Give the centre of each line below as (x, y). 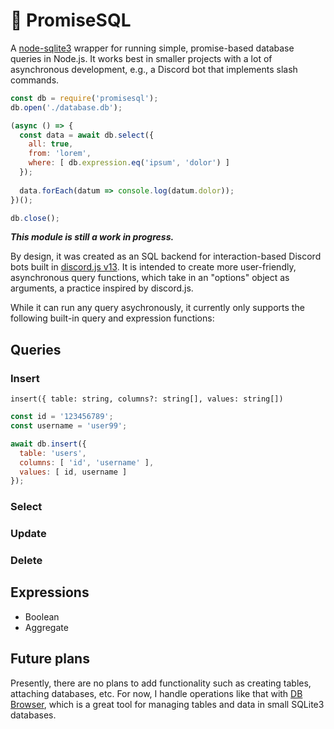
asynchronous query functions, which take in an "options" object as (150, 278)
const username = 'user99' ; (69, 426)
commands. (35, 80)
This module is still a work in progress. (92, 237)
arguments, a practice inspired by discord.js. (102, 288)
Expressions (50, 592)
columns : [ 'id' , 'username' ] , (87, 462)
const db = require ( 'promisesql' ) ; (84, 98)
